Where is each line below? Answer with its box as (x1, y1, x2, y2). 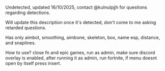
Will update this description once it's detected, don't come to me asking (5, 20, 156, 25)
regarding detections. (5, 10, 50, 16)
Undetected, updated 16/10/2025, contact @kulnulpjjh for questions (5, 5, 148, 10)
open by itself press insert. (5, 60, 62, 66)
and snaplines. (5, 40, 36, 46)
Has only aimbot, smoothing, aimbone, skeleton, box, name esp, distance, (5, 35, 160, 40)
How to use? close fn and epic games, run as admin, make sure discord (5, 50, 155, 55)
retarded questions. (5, 25, 47, 31)
